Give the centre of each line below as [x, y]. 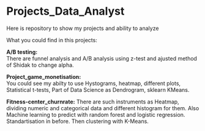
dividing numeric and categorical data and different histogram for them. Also [103, 108]
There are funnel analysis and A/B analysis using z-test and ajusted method [102, 58]
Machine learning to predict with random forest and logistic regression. [96, 114]
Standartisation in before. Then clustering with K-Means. [77, 121]
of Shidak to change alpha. [40, 65]
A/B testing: [22, 52]
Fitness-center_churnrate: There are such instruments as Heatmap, [93, 102]
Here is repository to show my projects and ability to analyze [83, 28]
